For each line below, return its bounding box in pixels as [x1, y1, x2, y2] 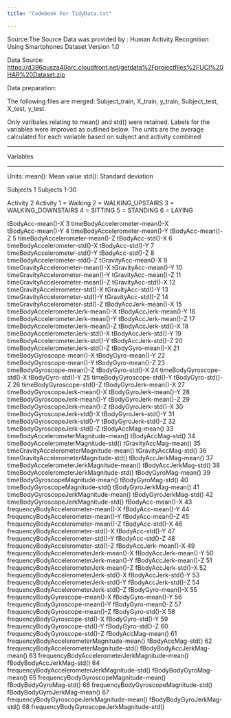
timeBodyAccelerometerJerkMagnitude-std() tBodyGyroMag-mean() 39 [7, 468, 211, 476]
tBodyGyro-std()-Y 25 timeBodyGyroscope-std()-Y [28, 373, 173, 381]
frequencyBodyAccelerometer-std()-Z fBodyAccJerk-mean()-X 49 [7, 542, 195, 550]
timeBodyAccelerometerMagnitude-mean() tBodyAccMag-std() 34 [7, 431, 196, 440]
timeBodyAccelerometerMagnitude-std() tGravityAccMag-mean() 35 [7, 439, 201, 447]
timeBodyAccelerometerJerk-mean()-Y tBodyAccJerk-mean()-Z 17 [7, 314, 195, 322]
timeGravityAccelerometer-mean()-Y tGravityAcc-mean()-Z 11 [7, 270, 181, 279]
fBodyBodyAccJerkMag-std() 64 [7, 659, 100, 667]
